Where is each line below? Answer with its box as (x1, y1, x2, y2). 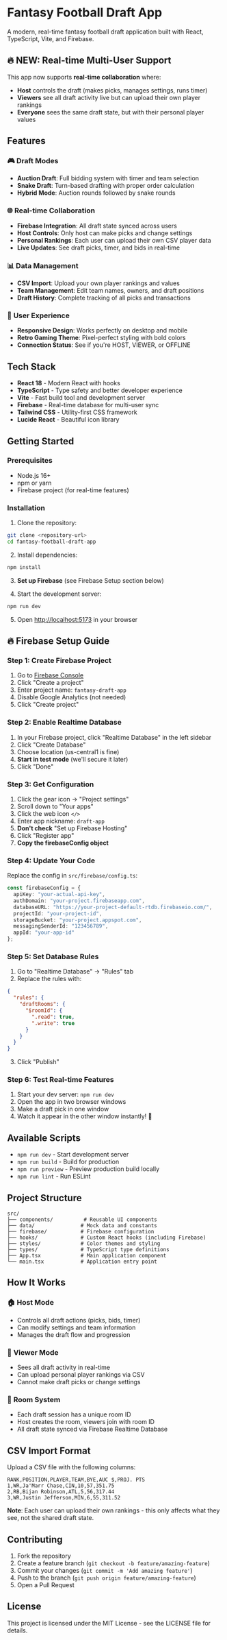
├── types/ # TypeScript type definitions (7, 1246, 170, 1253)
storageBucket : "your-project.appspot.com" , (13, 917, 142, 924)
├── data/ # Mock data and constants (7, 1222, 157, 1229)
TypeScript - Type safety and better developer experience (16, 386, 183, 395)
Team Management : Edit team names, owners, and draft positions (16, 287, 204, 295)
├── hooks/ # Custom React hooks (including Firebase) (7, 1234, 206, 1242)
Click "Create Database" (16, 740, 86, 749)
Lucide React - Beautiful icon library (16, 415, 120, 424)
